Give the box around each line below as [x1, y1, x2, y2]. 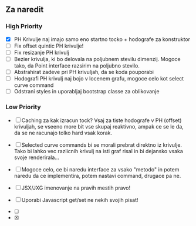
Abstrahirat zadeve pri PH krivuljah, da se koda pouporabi [13, 68, 154, 75]
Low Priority [5, 103, 42, 111]
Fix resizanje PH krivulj [13, 49, 70, 56]
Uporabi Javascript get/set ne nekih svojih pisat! [21, 197, 138, 204]
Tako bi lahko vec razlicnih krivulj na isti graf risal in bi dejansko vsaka [13, 148, 183, 155]
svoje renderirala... [13, 154, 60, 161]
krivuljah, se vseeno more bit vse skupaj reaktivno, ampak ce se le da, [13, 123, 184, 130]
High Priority [5, 22, 43, 31]
